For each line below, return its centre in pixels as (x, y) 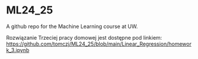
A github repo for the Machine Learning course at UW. (72, 26)
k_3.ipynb (18, 50)
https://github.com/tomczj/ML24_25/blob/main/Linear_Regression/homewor (99, 44)
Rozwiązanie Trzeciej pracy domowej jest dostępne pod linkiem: (84, 37)
